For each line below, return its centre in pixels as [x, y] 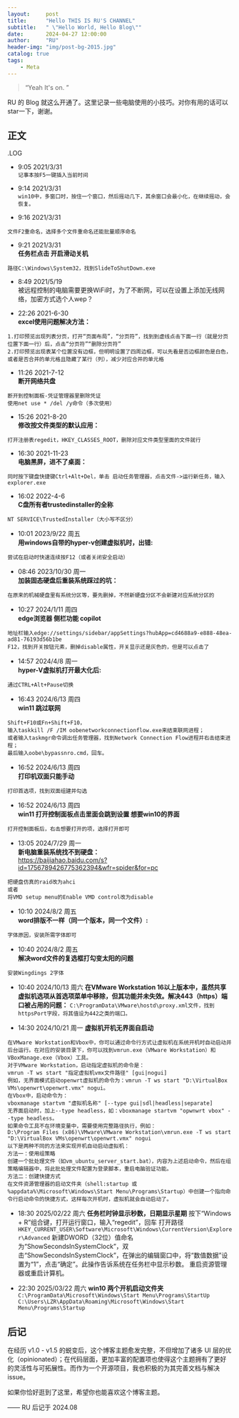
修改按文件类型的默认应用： [59, 425]
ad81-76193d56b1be [35, 639]
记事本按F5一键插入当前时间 [53, 176]
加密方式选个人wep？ [62, 299]
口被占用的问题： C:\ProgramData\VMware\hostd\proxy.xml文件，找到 [116, 1005]
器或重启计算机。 [43, 1273]
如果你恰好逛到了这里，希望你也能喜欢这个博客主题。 [86, 1392]
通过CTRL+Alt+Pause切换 [40, 685]
